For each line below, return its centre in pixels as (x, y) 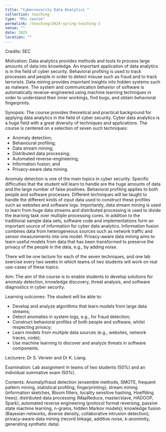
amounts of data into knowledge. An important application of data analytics (82, 66)
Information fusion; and (36, 164)
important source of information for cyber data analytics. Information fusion (82, 226)
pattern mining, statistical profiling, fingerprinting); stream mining (71, 387)
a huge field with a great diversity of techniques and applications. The (76, 123)
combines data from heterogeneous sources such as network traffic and (79, 231)
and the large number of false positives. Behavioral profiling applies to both (82, 189)
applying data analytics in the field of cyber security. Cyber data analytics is (82, 118)
